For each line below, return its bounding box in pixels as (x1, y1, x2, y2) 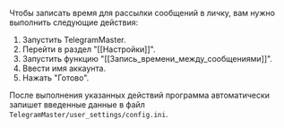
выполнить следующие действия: (9, 17, 139, 28)
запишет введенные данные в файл (9, 99, 145, 110)
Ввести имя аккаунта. (22, 63, 106, 73)
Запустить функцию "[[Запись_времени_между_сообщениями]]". (22, 54, 273, 64)
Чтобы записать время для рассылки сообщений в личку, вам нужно (9, 8, 276, 18)
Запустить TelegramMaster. (22, 35, 127, 45)
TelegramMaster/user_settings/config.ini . (9, 109, 168, 119)
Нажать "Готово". (22, 73, 90, 83)
